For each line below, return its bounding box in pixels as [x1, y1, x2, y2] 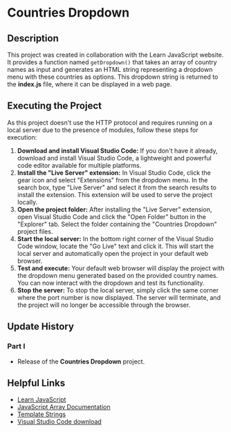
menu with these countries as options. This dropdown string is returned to [7, 73, 219, 81]
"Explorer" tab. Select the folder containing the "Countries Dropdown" [17, 220, 217, 228]
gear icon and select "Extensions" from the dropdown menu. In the [17, 176, 208, 184]
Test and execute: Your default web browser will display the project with [17, 264, 225, 272]
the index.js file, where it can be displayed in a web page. [7, 80, 172, 88]
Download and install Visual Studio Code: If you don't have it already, [17, 147, 218, 155]
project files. [17, 227, 53, 236]
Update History [7, 321, 75, 332]
